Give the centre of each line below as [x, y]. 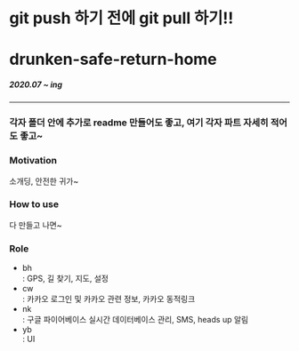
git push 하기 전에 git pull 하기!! [121, 18]
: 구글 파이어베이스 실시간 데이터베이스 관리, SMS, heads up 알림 [135, 320]
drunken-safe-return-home [113, 60]
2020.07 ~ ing [36, 84]
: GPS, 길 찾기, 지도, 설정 [65, 279]
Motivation [33, 161]
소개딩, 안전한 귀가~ [44, 181]
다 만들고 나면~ [36, 225]
